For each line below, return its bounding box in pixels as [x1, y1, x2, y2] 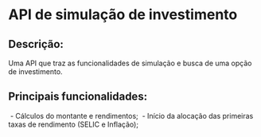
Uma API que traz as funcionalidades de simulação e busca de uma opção [8, 58, 252, 68]
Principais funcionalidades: [8, 90, 148, 104]
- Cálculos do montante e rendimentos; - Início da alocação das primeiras [10, 111, 254, 120]
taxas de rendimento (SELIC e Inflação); [8, 119, 139, 129]
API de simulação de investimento [8, 6, 238, 24]
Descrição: [8, 37, 64, 51]
